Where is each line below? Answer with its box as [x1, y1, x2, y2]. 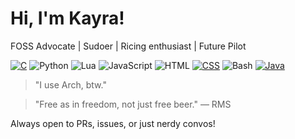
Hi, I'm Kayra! [10, 7, 125, 30]
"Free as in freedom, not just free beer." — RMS [34, 98, 232, 110]
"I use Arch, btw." [34, 78, 107, 91]
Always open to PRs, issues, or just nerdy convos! [10, 117, 216, 129]
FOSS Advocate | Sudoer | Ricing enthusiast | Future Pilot [10, 40, 247, 52]
